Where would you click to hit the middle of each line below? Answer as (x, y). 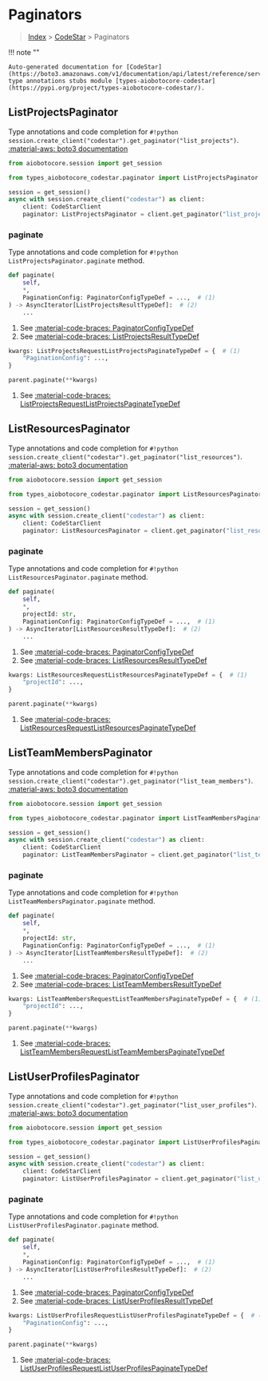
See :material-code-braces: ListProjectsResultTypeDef (109, 336)
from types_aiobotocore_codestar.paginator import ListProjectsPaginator (134, 177)
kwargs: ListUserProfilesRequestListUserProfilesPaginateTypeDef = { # (132, 1316)
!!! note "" (24, 52)
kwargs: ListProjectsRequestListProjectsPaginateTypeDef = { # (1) (124, 351)
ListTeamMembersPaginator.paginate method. (82, 901)
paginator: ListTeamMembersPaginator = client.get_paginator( (128, 855)
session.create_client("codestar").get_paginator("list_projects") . (124, 140)
